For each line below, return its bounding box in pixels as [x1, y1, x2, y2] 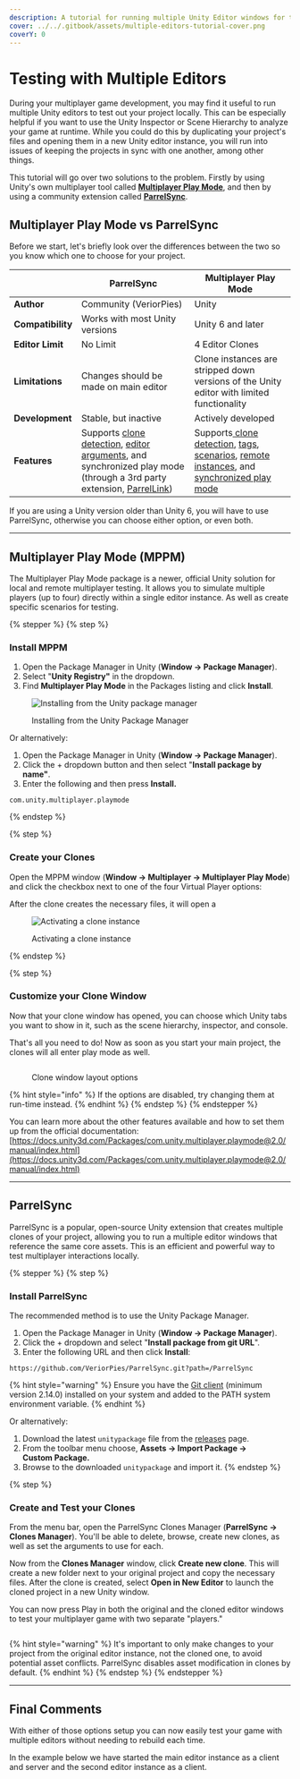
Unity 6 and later [194, 319, 264, 331]
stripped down [194, 364, 255, 377]
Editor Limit [13, 338, 64, 351]
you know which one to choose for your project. [9, 251, 186, 261]
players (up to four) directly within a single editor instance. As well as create [9, 592, 288, 602]
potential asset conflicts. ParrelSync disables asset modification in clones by [9, 1657, 291, 1669]
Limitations [13, 375, 62, 387]
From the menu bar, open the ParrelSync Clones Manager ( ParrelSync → [9, 1522, 278, 1533]
